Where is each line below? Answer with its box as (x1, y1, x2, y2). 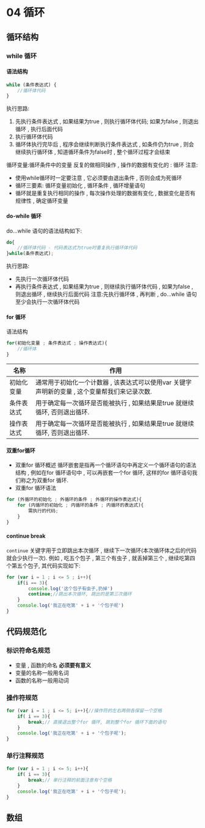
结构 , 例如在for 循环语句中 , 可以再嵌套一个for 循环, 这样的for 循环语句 (15, 469, 192, 477)
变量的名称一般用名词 (15, 669, 69, 676)
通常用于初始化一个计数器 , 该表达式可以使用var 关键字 (35, 378, 192, 386)
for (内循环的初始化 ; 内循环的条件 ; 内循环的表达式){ (17, 502, 144, 508)
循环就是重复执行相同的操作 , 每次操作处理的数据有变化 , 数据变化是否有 (15, 190, 196, 197)
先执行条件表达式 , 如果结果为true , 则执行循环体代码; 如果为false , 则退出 (15, 118, 199, 125)
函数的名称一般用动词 (15, 677, 69, 684)
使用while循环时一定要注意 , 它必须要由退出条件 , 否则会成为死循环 (15, 175, 182, 182)
